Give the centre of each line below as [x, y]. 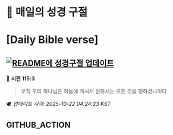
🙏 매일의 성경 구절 [47, 12]
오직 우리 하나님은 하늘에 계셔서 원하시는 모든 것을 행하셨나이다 [94, 91]
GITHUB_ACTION [39, 125]
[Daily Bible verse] [52, 40]
